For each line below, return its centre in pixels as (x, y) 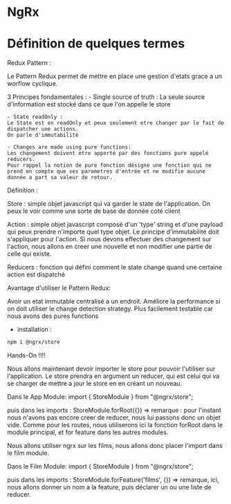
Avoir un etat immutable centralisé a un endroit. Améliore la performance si (114, 301)
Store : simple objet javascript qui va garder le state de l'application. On (109, 204)
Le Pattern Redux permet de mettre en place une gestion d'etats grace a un (115, 76)
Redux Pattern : (29, 63)
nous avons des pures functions (53, 316)
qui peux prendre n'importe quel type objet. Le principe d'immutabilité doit (113, 232)
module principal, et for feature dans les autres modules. (88, 432)
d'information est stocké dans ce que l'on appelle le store (89, 104)
